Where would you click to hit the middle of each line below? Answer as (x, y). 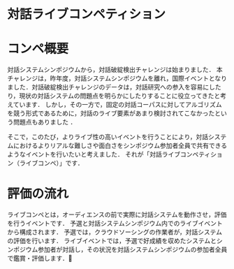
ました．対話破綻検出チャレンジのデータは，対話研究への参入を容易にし (111, 87)
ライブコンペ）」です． (51, 163)
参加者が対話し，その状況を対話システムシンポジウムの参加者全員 (132, 249)
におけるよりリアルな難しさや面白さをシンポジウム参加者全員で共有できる (120, 146)
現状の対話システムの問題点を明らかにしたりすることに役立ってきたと (120, 96)
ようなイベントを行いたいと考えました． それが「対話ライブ (94, 154)
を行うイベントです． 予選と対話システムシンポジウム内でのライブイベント (115, 224)
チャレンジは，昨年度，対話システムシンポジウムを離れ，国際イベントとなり (117, 78)
